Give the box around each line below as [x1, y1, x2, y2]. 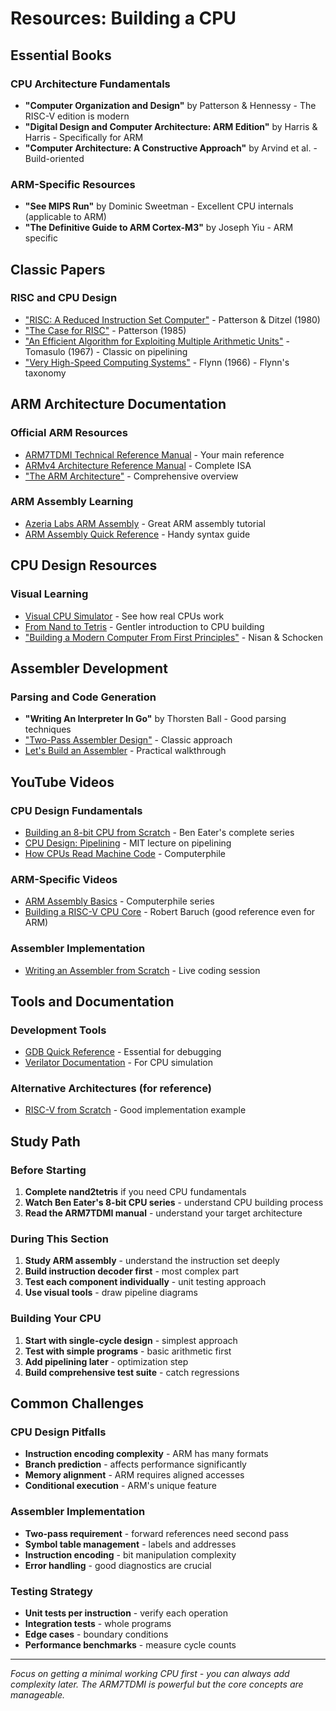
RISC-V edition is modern [24, 110, 130, 122]
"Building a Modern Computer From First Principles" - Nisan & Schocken [24, 631, 323, 643]
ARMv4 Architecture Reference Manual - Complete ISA [24, 459, 252, 471]
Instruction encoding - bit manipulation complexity [24, 1548, 237, 1561]
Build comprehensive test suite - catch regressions [24, 1366, 240, 1378]
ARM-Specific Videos [10, 872, 118, 886]
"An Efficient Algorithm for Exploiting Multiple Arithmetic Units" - [24, 335, 290, 347]
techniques [24, 723, 72, 736]
